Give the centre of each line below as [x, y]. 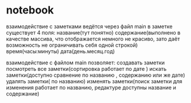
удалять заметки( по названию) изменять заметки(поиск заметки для [94, 81]
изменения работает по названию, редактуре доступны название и [91, 87]
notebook [30, 10]
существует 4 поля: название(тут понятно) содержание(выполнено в [93, 32]
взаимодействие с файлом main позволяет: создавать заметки [86, 63]
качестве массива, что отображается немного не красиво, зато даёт [93, 39]
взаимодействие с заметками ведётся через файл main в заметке [89, 26]
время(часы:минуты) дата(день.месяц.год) [61, 51]
